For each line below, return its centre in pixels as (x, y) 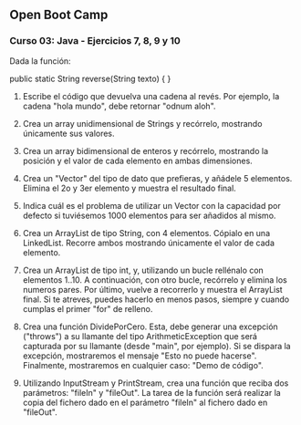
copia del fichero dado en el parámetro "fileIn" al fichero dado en (145, 402)
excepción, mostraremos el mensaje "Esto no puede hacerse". (140, 356)
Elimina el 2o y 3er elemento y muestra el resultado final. (130, 188)
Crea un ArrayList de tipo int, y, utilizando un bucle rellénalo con (143, 270)
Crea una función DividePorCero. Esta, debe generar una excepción (150, 327)
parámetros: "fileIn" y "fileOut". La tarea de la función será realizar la (151, 392)
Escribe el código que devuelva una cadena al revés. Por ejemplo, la (151, 96)
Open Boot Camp (59, 15)
